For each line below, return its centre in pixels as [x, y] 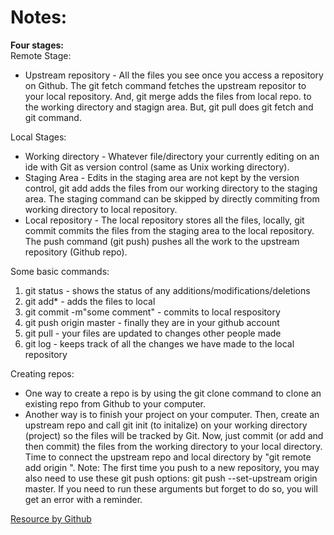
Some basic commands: [60, 271]
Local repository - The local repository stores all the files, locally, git [164, 220]
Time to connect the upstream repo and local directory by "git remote [168, 457]
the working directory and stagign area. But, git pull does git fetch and [169, 107]
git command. [53, 117]
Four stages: [37, 45]
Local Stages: [38, 137]
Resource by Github [51, 518]
